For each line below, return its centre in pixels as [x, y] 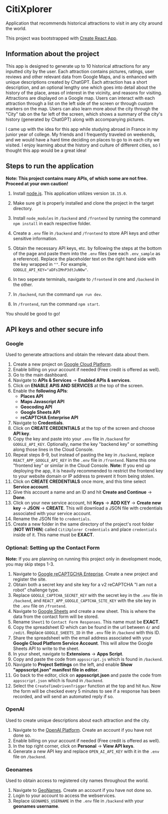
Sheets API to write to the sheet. [46, 648]
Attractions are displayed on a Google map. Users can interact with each [80, 98]
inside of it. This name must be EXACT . [53, 535]
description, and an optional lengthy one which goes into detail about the [81, 87]
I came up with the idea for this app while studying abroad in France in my [82, 129]
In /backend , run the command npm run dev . [57, 294]
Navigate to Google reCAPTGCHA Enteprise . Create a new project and [85, 574]
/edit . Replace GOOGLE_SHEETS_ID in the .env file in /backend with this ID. [86, 632]
